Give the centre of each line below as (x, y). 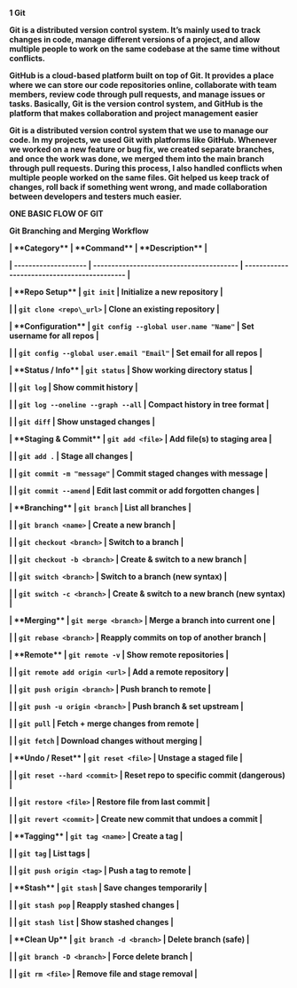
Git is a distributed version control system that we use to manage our (139, 130)
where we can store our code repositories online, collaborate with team (143, 85)
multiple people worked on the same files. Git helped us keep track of (139, 178)
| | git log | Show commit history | (74, 387)
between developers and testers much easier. (95, 196)
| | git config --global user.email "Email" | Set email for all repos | (136, 353)
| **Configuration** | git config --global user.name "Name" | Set (132, 326)
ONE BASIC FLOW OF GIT (56, 213)
